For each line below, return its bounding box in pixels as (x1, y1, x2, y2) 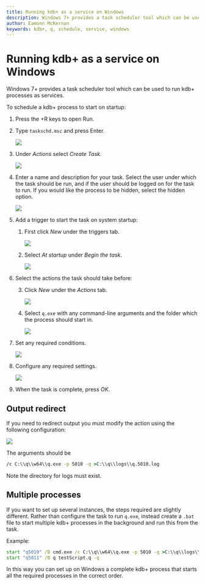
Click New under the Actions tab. (24, 286, 108, 294)
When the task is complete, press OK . (15, 386, 110, 393)
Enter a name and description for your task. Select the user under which (15, 174, 196, 181)
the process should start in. (24, 316, 93, 324)
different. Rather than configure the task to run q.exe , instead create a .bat (6, 512, 194, 520)
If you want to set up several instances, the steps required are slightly (6, 506, 181, 513)
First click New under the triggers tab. (24, 228, 120, 235)
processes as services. (6, 92, 65, 99)
